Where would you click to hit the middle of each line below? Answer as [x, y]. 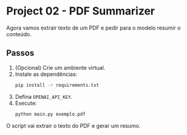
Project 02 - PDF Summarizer [81, 11]
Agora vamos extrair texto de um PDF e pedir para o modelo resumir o [93, 28]
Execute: [26, 103]
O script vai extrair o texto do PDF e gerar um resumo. [73, 125]
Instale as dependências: [46, 74]
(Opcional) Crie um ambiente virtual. [60, 67]
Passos [20, 53]
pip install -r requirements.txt [57, 85]
